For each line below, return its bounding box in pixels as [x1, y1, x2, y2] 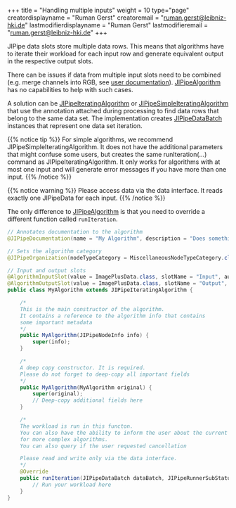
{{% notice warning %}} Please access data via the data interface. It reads [7, 186, 223, 194]
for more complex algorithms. [20, 436, 109, 443]
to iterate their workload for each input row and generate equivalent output [7, 49, 224, 58]
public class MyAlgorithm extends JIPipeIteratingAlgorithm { [7, 286, 193, 294]
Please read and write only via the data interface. [20, 455, 178, 462]
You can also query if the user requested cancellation [20, 443, 188, 450]
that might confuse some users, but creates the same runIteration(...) [7, 151, 207, 158]
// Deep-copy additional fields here [32, 397, 143, 404]
